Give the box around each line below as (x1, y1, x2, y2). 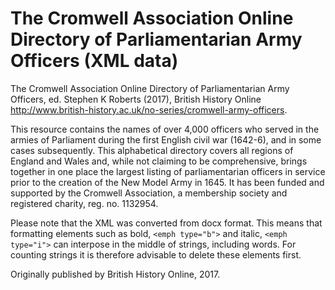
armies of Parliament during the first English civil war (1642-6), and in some (10, 133, 322, 146)
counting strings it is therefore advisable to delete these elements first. (10, 248, 302, 261)
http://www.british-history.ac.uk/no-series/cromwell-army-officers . (10, 103, 288, 116)
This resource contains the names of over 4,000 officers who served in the (10, 123, 320, 135)
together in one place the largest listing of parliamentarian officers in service (10, 165, 326, 177)
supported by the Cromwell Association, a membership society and (10, 187, 288, 199)
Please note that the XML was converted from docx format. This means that (10, 217, 323, 229)
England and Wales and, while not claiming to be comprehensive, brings (10, 155, 308, 167)
